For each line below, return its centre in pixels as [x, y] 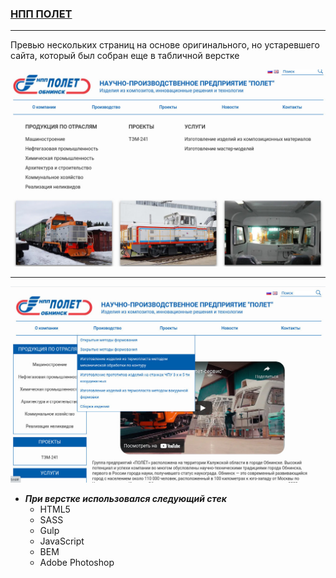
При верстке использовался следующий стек [125, 498]
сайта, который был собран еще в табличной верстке [125, 56]
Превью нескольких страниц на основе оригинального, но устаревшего [165, 45]
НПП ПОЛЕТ [41, 14]
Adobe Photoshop [77, 562]
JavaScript [62, 541]
